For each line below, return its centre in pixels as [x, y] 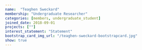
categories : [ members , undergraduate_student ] [53, 18]
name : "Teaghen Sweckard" [32, 9]
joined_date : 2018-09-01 [30, 23]
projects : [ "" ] [20, 27]
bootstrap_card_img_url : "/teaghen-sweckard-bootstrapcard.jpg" [71, 36]
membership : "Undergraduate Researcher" [47, 14]
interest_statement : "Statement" [39, 31]
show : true [16, 40]
